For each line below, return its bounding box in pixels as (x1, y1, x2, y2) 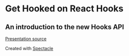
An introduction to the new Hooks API (5, 23, 125, 31)
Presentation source (5, 36, 47, 42)
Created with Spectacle (5, 46, 53, 51)
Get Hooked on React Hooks (5, 3, 124, 14)
